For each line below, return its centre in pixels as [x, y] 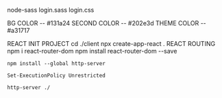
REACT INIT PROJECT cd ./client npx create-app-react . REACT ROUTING [111, 44]
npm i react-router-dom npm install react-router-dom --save [92, 51]
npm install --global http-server [57, 64]
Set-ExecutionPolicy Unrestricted [57, 75]
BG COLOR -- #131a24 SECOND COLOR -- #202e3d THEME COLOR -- [107, 23]
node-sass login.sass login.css [51, 10]
